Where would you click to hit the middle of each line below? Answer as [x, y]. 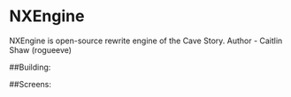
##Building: [30, 67]
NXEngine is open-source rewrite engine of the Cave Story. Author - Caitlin [146, 41]
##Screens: [30, 84]
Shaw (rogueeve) [41, 49]
